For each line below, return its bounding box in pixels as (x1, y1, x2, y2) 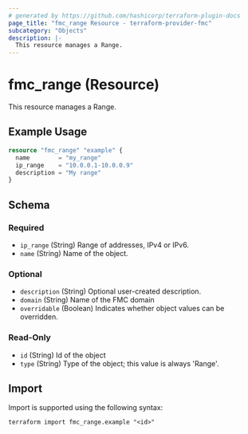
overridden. (19, 312, 58, 322)
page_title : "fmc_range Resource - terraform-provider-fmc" (8, 19, 213, 27)
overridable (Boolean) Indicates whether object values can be (19, 304, 225, 314)
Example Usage (8, 125, 88, 139)
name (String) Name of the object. (19, 248, 129, 258)
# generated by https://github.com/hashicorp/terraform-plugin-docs (8, 11, 241, 20)
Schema (8, 198, 50, 211)
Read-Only (8, 332, 52, 343)
